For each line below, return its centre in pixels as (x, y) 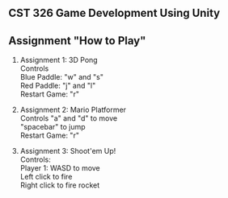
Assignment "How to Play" (77, 41)
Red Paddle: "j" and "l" (58, 86)
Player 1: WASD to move (60, 168)
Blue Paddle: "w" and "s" (61, 77)
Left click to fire (46, 177)
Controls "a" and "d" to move (69, 118)
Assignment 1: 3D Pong (59, 60)
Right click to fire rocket (60, 185)
